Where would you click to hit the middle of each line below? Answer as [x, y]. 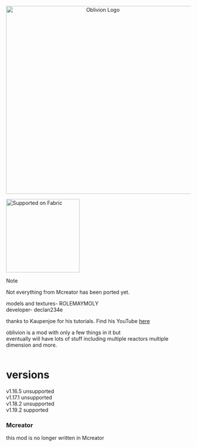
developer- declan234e [35, 310]
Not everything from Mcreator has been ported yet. [68, 292]
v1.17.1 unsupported [29, 397]
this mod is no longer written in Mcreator [55, 438]
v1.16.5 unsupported [30, 391]
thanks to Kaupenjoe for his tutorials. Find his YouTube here [78, 321]
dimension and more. [32, 345]
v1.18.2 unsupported [30, 404]
